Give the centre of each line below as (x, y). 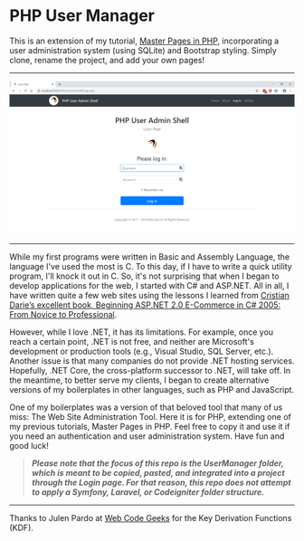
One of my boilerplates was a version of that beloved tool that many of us (146, 407)
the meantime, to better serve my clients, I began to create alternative (139, 380)
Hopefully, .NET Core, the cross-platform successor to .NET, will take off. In (150, 371)
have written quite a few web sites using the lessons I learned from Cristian (149, 296)
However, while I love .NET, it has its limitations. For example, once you (142, 332)
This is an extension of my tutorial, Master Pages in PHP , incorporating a (144, 41)
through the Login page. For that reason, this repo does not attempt (161, 483)
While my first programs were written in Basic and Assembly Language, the (150, 257)
